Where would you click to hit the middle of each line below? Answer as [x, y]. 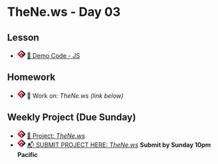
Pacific [27, 154]
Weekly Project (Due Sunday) [72, 117]
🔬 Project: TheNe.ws [56, 136]
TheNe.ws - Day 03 [64, 12]
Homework [31, 78]
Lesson [23, 38]
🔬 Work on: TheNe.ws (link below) [75, 95]
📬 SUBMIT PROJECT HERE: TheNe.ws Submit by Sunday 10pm [119, 145]
